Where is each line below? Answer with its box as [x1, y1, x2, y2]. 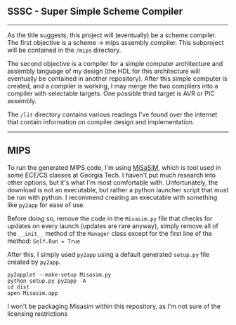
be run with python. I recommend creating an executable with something [7, 193, 218, 201]
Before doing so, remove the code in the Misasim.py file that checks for [7, 214, 213, 223]
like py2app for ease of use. [7, 200, 86, 209]
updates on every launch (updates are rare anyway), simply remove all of [7, 221, 219, 230]
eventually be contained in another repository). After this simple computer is [7, 74, 228, 83]
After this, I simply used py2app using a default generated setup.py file [7, 250, 209, 258]
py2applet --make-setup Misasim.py [7, 271, 112, 278]
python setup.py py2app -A [7, 277, 86, 284]
